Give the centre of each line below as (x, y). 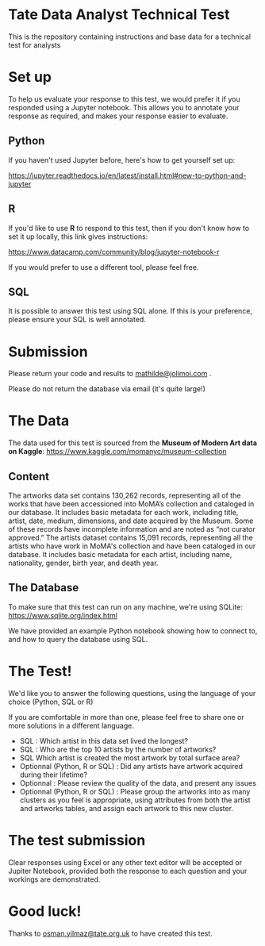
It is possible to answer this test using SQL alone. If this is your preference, (130, 311)
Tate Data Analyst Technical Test (119, 15)
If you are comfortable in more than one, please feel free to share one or (126, 717)
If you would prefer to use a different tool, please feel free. (104, 267)
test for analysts (35, 44)
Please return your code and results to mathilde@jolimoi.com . (110, 374)
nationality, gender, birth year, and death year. (83, 563)
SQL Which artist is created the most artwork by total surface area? (130, 758)
